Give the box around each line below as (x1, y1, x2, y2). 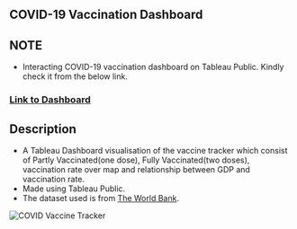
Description (9, 121, 76, 137)
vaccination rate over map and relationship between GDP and (22, 163, 250, 174)
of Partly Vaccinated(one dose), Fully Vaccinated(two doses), (22, 154, 250, 165)
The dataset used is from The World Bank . (22, 192, 180, 203)
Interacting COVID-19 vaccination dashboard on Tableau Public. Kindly (22, 62, 284, 73)
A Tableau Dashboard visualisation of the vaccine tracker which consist (22, 145, 288, 155)
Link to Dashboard (9, 93, 92, 106)
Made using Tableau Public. (22, 183, 126, 194)
